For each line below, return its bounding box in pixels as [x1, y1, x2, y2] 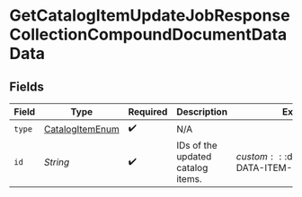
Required [128, 106, 168, 117]
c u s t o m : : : [235, 150, 288, 162]
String [43, 156, 70, 168]
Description [176, 106, 227, 117]
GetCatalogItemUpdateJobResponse [9, 5, 290, 26]
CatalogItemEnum [43, 123, 120, 135]
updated [176, 150, 212, 162]
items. [176, 173, 202, 184]
